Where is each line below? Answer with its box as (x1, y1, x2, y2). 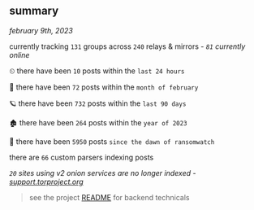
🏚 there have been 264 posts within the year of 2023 (9, 117, 187, 127)
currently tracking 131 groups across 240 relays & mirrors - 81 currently (9, 42, 246, 51)
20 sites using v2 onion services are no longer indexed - (9, 168, 196, 177)
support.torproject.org (9, 177, 84, 186)
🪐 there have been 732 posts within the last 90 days (9, 98, 187, 108)
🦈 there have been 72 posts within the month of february (9, 82, 199, 92)
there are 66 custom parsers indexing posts (9, 152, 154, 162)
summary (9, 4, 59, 18)
